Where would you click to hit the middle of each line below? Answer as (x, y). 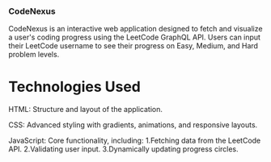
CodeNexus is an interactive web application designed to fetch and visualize (135, 29)
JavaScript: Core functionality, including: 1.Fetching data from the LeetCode (135, 141)
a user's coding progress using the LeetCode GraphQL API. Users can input (135, 37)
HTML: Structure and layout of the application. (86, 110)
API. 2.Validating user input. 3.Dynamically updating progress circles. (123, 149)
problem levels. (34, 55)
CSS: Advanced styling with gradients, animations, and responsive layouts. (133, 125)
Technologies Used (75, 87)
